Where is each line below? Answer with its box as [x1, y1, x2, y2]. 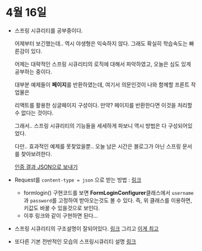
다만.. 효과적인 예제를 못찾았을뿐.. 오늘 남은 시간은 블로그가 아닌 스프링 [14, 143, 181, 150]
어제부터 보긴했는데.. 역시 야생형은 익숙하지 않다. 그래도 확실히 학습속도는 [14, 40, 188, 47]
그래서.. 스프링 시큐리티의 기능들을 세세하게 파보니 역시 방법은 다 [14, 122, 167, 129]
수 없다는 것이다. [14, 109, 54, 116]
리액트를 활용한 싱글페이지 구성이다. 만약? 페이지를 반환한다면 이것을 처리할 [14, 101, 192, 108]
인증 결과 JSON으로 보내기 [14, 163, 78, 171]
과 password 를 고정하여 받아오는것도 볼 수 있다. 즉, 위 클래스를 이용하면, [23, 196, 192, 204]
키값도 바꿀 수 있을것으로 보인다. [23, 204, 100, 211]
